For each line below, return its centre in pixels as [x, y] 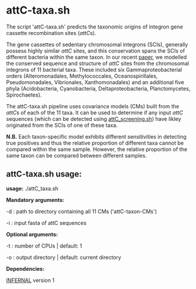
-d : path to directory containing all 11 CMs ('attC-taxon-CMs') [81, 211]
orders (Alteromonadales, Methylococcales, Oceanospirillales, [82, 76]
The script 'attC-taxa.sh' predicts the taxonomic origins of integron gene [95, 27]
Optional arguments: [32, 234]
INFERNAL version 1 [30, 280]
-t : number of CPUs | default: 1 [44, 246]
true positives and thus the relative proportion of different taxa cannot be [95, 143]
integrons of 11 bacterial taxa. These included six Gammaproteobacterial [94, 69]
